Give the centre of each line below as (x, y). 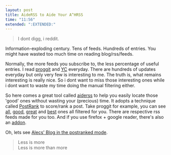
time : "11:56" (20, 19)
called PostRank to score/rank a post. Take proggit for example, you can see (86, 106)
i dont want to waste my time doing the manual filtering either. (70, 86)
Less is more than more (42, 148)
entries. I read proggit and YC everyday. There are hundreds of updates (80, 69)
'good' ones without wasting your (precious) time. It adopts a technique (80, 101)
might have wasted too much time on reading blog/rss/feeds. (69, 54)
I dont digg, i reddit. (39, 39)
